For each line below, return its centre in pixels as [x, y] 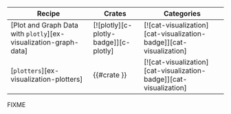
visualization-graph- [45, 42]
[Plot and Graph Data [45, 25]
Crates [115, 13]
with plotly [29, 34]
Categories [182, 13]
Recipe [48, 13]
